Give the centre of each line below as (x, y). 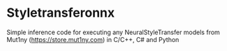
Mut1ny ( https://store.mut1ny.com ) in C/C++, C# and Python (93, 39)
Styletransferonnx (61, 13)
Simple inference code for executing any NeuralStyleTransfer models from (113, 32)
